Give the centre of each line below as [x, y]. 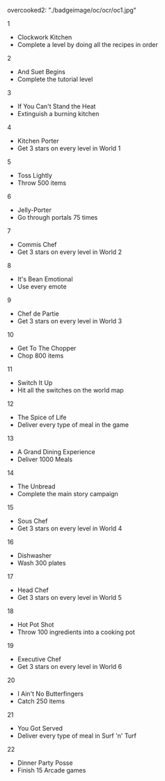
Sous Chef [32, 521]
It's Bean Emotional [45, 279]
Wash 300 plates [41, 563]
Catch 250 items [41, 701]
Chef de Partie [38, 314]
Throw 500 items [42, 183]
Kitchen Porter [38, 141]
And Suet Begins [41, 72]
